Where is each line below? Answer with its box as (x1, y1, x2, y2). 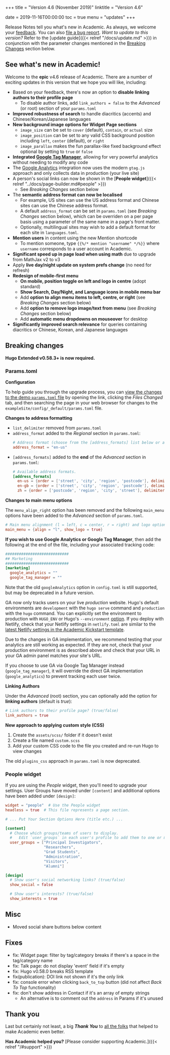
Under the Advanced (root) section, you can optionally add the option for (5, 693, 158, 699)
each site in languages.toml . (20, 229, 79, 235)
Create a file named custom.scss (12, 737, 80, 743)
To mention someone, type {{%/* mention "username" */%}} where (20, 240, 160, 246)
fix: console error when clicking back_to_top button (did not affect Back (12, 979, 162, 985)
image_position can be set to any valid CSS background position (20, 132, 155, 138)
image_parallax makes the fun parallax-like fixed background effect (20, 143, 161, 149)
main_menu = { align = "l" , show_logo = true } (5, 527, 103, 532)
